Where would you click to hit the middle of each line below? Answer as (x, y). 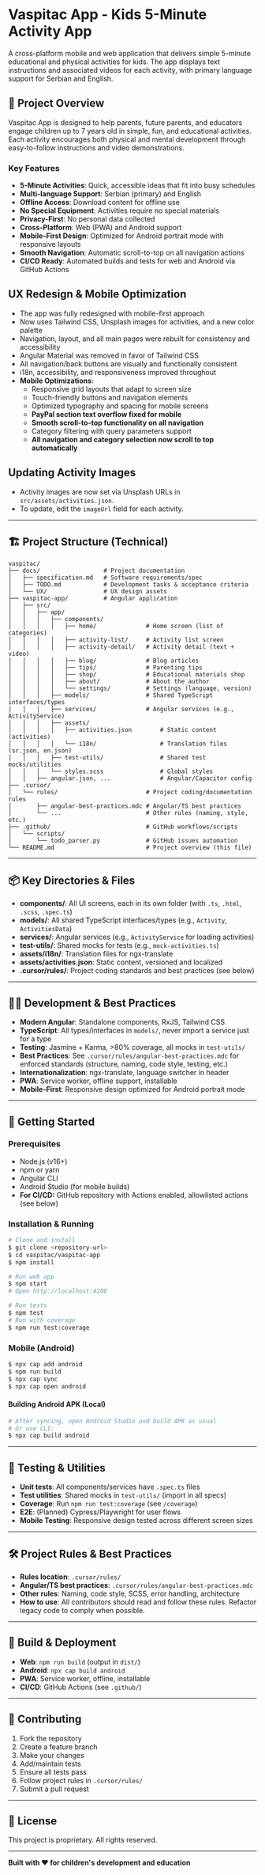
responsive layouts (50, 244)
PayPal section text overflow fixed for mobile (106, 414)
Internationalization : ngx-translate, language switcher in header (124, 1073)
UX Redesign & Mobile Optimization (97, 294)
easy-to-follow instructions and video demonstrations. (96, 147)
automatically (54, 448)
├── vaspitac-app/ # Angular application (93, 599)
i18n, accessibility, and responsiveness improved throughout (118, 372)
